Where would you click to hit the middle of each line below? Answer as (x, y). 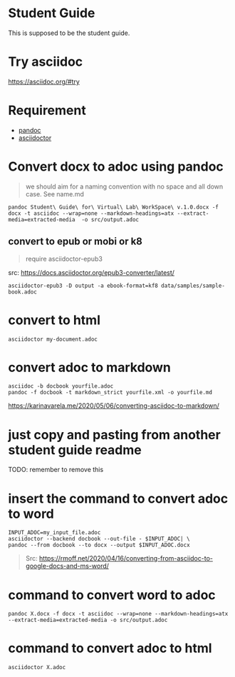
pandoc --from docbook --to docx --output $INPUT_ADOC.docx (99, 545)
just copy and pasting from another (115, 435)
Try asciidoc (46, 62)
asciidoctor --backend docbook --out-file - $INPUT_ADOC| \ (99, 539)
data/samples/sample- (193, 286)
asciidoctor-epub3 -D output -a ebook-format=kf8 (83, 286)
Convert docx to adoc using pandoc (116, 166)
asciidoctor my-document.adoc (53, 339)
